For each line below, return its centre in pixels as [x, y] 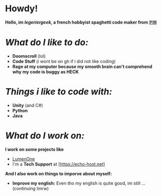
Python [20, 110]
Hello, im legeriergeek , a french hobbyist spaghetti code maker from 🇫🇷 [81, 22]
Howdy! [21, 9]
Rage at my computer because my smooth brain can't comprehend [82, 66]
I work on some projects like [35, 149]
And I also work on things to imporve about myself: [59, 173]
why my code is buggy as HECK [45, 71]
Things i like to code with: [59, 92]
